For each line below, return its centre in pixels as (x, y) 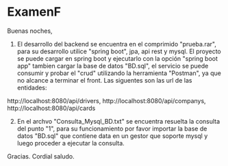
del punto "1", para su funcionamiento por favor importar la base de (112, 128)
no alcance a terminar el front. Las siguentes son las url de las (104, 80)
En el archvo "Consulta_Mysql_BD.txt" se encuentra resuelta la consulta (118, 121)
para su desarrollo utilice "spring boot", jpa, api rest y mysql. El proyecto (119, 51)
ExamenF (34, 12)
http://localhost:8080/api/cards (51, 108)
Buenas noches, (30, 31)
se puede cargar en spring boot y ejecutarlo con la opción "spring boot (117, 58)
